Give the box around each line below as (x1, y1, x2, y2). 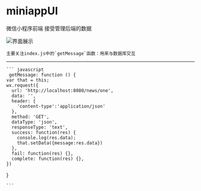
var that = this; (6, 77, 50, 83)
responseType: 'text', (11, 124, 68, 130)
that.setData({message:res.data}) (17, 140, 103, 146)
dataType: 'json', (11, 119, 58, 125)
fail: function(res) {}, (11, 150, 74, 156)
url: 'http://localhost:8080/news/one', (11, 87, 114, 93)
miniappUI (6, 4, 59, 18)
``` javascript (6, 66, 44, 72)
